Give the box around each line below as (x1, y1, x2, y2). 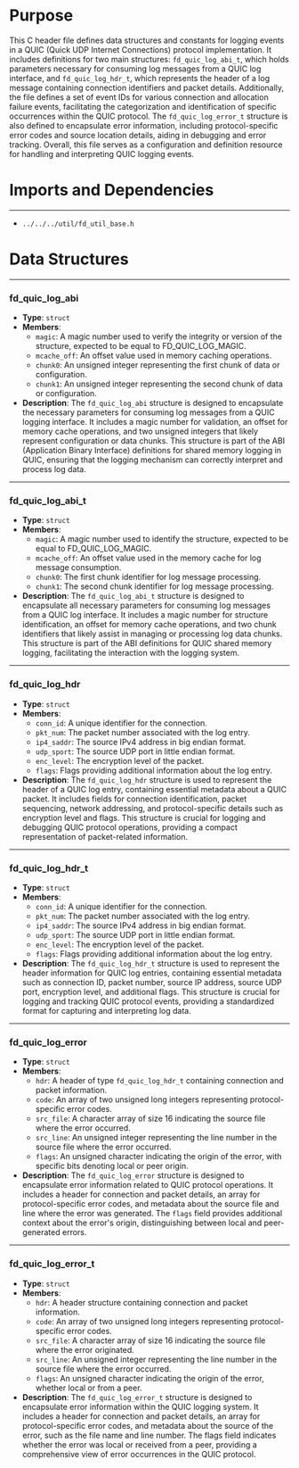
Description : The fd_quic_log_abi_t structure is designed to (21, 591, 245, 601)
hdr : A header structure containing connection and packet (35, 1297, 248, 1307)
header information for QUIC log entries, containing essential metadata (21, 967, 282, 978)
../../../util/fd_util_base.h (21, 220, 135, 228)
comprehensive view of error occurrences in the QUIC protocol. (21, 1448, 256, 1459)
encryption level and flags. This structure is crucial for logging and (21, 812, 266, 823)
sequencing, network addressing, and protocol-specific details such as (21, 802, 284, 813)
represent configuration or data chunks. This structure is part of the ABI (21, 435, 286, 446)
